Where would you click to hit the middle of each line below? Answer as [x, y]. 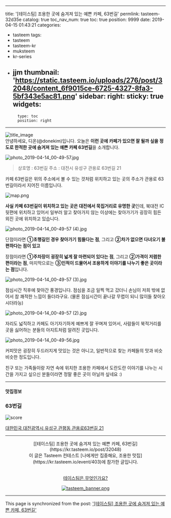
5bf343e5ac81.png [44, 97]
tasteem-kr [24, 46]
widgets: [27, 104]
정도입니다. [30, 357]
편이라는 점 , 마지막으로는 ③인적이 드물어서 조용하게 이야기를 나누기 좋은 [77, 263]
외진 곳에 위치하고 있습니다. [33, 218]
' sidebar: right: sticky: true [119, 97]
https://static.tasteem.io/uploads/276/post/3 [89, 80]
